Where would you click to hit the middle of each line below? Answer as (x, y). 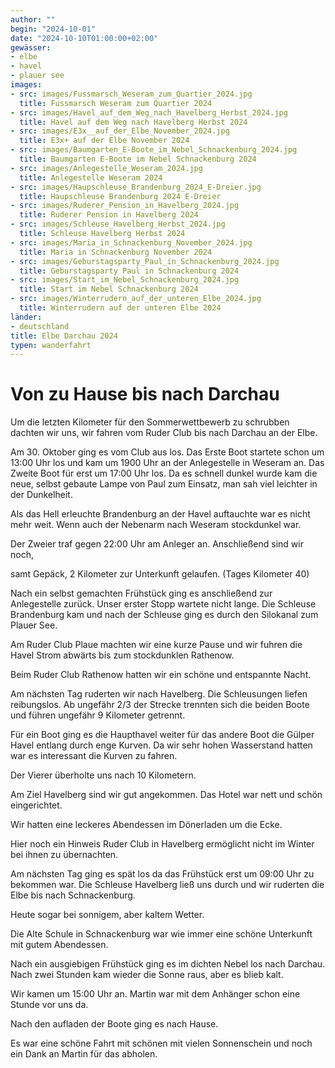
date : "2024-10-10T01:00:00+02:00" (84, 38)
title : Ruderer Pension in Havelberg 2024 (109, 215)
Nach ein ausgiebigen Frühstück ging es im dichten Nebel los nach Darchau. (168, 964)
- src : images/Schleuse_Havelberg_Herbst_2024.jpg (118, 224)
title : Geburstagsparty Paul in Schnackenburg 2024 (129, 271)
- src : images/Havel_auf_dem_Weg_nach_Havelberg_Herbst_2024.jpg (149, 112)
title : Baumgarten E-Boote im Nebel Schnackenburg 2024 (138, 159)
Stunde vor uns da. (49, 1005)
